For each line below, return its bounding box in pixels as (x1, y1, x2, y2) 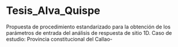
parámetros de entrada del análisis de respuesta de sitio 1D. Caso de (6, 29, 172, 36)
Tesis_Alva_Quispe (6, 4, 101, 17)
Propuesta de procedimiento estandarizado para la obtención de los (6, 23, 171, 30)
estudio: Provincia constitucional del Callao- (6, 35, 113, 42)
